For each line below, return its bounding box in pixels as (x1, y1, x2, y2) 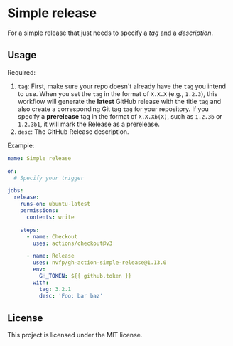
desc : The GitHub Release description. (17, 127, 129, 136)
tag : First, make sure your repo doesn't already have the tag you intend (17, 82, 226, 90)
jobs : (7, 187, 23, 194)
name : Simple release (7, 154, 72, 162)
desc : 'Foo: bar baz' (38, 292, 103, 300)
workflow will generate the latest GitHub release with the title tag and (17, 97, 222, 105)
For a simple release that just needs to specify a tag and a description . (7, 28, 214, 37)
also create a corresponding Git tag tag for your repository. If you (17, 105, 210, 113)
